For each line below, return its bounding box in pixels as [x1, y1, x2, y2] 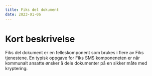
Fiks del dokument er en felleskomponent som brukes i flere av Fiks [5, 50, 144, 56]
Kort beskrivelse [5, 33, 75, 45]
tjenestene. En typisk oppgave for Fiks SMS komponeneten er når [5, 55, 140, 61]
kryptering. [5, 66, 28, 72]
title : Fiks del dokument [5, 7, 59, 12]
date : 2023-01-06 [5, 12, 41, 17]
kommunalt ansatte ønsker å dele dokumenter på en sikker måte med [5, 60, 148, 66]
